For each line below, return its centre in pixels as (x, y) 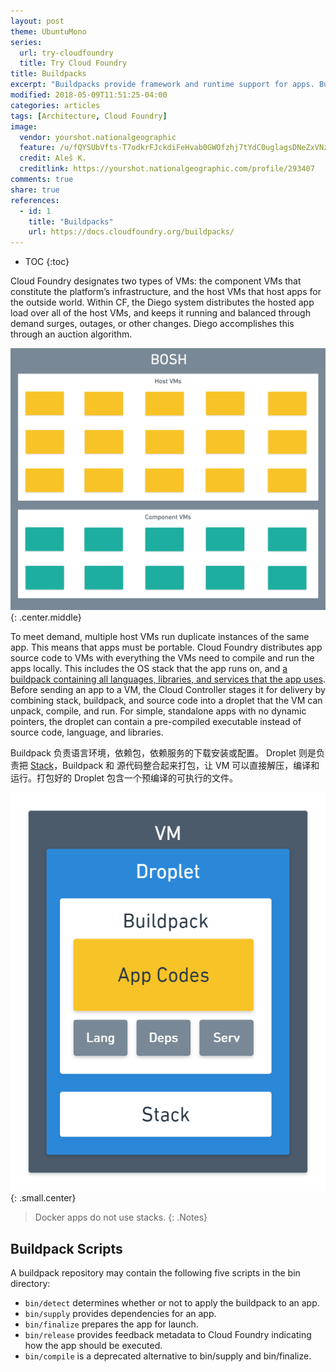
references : (35, 200)
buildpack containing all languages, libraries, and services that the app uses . (168, 679)
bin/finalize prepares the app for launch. (111, 1324)
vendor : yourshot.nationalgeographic (98, 137)
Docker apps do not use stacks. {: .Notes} (121, 1217)
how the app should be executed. (93, 1346)
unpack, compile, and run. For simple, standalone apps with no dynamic (158, 711)
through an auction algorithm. (71, 334)
